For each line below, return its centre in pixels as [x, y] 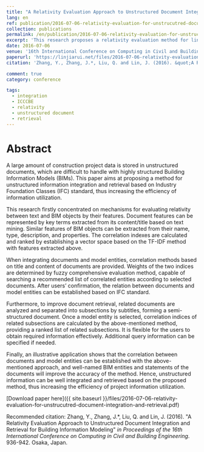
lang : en [17, 18]
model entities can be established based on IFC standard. [78, 292]
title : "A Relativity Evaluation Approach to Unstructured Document [95, 12]
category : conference [34, 80]
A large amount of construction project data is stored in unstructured [92, 165]
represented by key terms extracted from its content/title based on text [95, 222]
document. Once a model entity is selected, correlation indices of [115, 317]
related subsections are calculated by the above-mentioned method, [92, 323]
